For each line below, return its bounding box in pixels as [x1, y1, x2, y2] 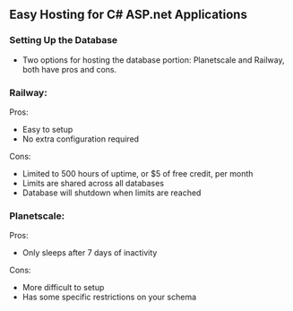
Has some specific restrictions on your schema [22, 291, 197, 303]
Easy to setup [22, 124, 73, 134]
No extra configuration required [22, 134, 140, 144]
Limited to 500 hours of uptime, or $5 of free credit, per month [22, 168, 254, 178]
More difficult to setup [22, 282, 105, 293]
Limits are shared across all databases [22, 177, 164, 188]
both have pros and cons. [22, 64, 117, 74]
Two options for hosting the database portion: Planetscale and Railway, [22, 54, 285, 65]
